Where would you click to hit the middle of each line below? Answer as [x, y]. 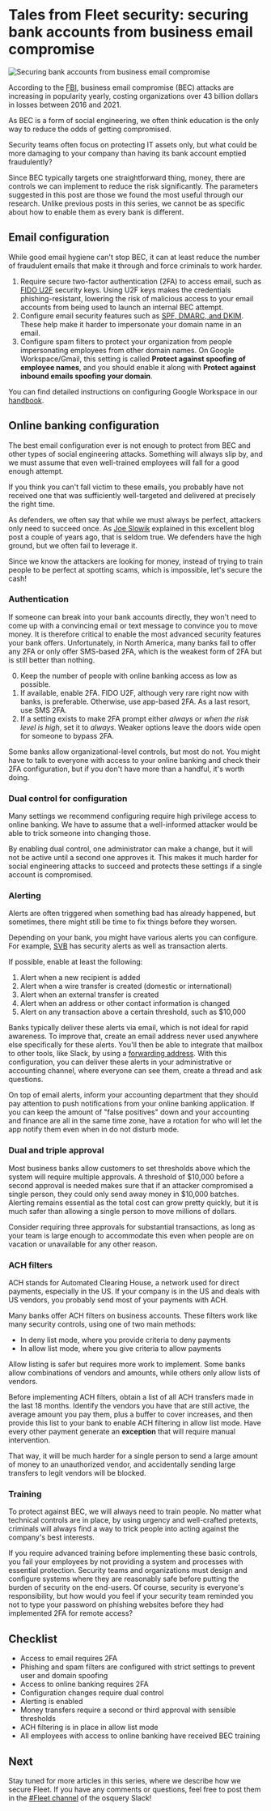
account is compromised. [51, 875]
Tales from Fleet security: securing [129, 15]
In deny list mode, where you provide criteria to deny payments [125, 1340]
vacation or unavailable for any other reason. [83, 1244]
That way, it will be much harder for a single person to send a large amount [133, 1456]
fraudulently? [30, 162]
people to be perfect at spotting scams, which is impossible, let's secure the [135, 569]
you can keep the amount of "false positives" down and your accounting [129, 1112]
